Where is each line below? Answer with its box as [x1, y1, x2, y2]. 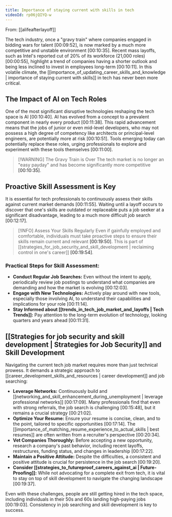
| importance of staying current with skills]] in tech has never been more [5, 74, 158, 81]
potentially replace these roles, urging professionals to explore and [5, 141, 147, 147]
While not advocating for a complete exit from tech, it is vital [37, 470, 165, 476]
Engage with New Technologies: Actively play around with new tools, [12, 290, 161, 296]
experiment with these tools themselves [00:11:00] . [5, 147, 113, 153]
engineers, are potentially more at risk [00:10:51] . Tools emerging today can [5, 135, 165, 142]
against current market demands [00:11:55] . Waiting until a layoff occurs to [5, 201, 163, 208]
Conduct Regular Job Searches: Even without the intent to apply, [12, 274, 152, 280]
